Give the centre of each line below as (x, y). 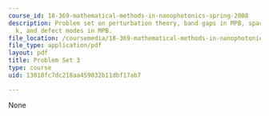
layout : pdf (28, 53)
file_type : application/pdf (55, 46)
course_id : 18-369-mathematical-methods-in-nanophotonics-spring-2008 (128, 16)
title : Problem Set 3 (44, 61)
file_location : (34, 38)
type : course (30, 68)
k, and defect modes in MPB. (64, 30)
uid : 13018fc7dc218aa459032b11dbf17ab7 (75, 75)
